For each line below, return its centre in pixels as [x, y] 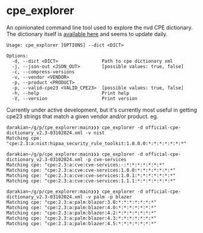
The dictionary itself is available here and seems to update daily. [87, 34]
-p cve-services [106, 159]
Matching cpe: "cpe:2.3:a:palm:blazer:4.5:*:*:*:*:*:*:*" [81, 223]
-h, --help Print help [71, 93]
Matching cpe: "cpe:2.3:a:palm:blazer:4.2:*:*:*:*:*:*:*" [81, 213]
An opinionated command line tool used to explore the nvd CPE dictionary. [100, 27]
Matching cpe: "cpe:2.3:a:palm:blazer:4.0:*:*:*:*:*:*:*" [81, 207]
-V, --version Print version [75, 98]
